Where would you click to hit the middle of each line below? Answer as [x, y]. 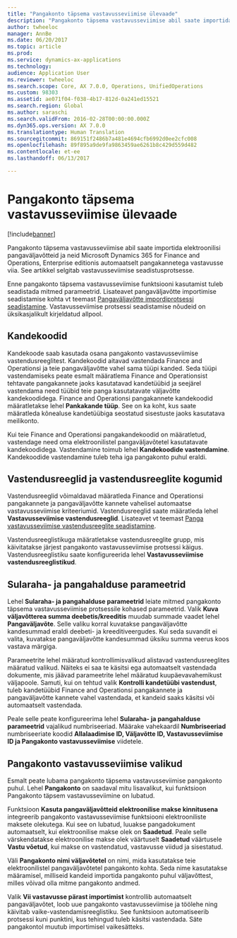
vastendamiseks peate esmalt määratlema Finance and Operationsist [108, 376]
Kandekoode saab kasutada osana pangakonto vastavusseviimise [103, 353]
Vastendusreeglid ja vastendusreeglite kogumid [115, 479]
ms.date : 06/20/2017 [38, 40]
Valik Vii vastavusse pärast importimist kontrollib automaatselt [99, 897]
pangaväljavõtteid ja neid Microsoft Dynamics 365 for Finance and [104, 255]
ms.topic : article [34, 47]
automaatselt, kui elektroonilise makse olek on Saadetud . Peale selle [107, 832]
